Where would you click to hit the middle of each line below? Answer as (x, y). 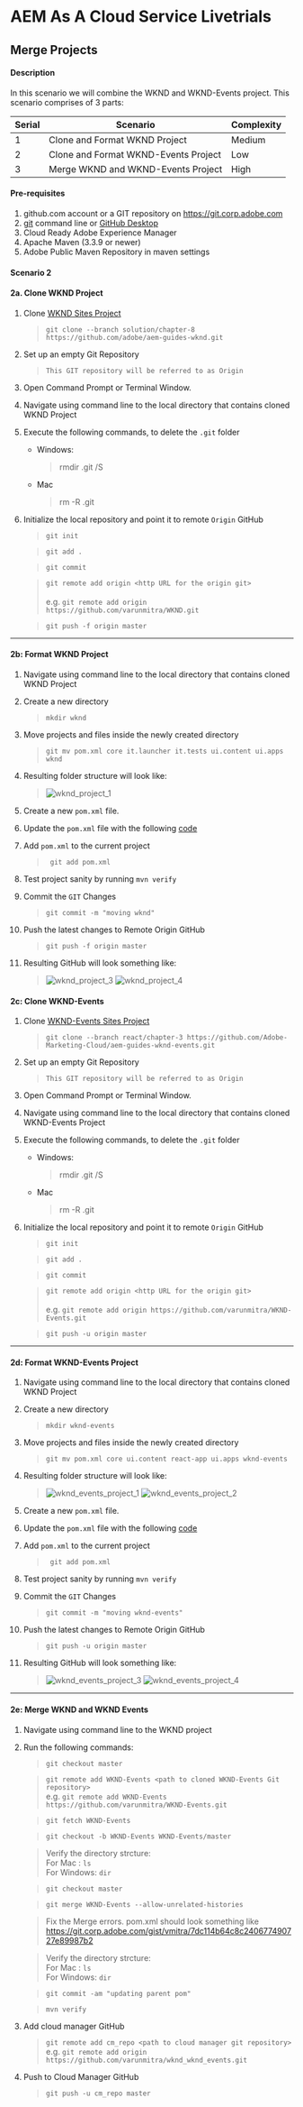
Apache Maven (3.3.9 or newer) (82, 242)
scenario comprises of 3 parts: (67, 102)
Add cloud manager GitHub (74, 2026)
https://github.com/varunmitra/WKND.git (122, 610)
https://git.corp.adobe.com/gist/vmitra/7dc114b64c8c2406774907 (168, 1930)
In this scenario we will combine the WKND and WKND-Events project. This (150, 93)
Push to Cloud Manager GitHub (81, 2076)
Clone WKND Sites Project (72, 313)
